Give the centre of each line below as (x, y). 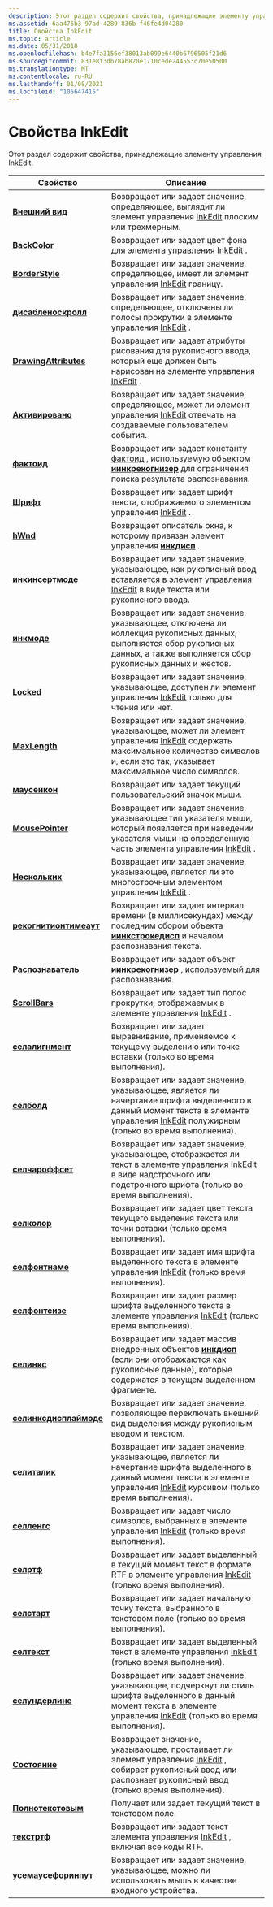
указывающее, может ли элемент (178, 730)
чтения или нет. (142, 708)
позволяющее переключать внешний (185, 1413)
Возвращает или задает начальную (181, 1598)
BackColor (33, 245)
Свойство (58, 183)
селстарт (31, 1614)
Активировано (42, 415)
